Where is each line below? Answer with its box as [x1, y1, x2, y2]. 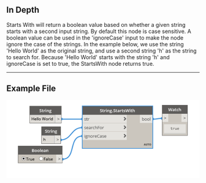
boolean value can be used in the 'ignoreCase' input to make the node [6, 34, 184, 41]
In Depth [6, 5, 40, 15]
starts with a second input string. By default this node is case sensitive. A [6, 27, 191, 35]
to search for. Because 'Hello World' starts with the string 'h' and [6, 53, 170, 60]
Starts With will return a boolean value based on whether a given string [6, 21, 186, 28]
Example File [6, 84, 56, 94]
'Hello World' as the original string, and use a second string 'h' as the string [6, 47, 197, 54]
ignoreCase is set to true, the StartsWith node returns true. [6, 60, 154, 67]
